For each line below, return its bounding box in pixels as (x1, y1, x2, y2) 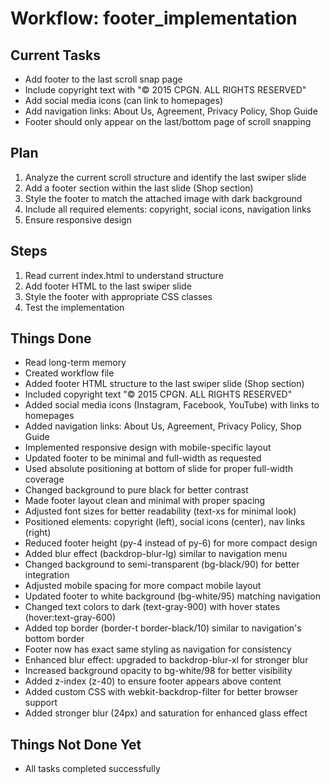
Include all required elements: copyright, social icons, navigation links (24, 203, 312, 215)
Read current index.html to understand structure (24, 269, 224, 281)
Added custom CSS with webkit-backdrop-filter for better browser (24, 686, 298, 698)
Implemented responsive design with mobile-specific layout (24, 442, 272, 454)
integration (24, 569, 70, 581)
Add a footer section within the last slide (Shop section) (24, 182, 254, 194)
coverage (24, 473, 65, 486)
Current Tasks (10, 47, 101, 64)
